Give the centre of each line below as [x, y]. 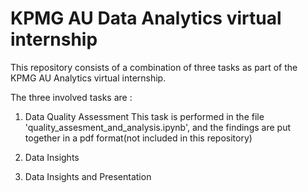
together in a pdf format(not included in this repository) [138, 138]
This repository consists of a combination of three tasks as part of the [154, 67]
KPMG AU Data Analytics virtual [146, 18]
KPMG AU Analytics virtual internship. [88, 78]
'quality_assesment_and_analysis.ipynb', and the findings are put [157, 127]
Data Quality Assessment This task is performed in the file [144, 116]
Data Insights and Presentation [88, 176]
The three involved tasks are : [71, 97]
